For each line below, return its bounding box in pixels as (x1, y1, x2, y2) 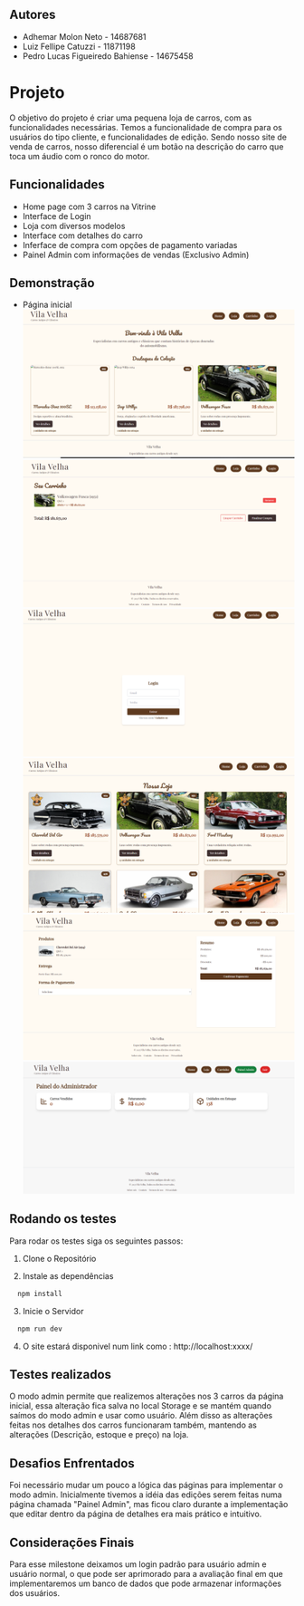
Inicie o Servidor (22, 1305, 84, 1316)
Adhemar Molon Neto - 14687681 (22, 31, 147, 42)
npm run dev (17, 1324, 63, 1333)
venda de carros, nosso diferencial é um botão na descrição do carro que (9, 140, 284, 152)
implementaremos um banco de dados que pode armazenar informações (9, 1578, 282, 1589)
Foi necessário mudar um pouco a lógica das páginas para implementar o (9, 1480, 283, 1491)
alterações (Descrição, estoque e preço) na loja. (9, 1429, 189, 1440)
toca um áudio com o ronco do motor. (9, 150, 150, 161)
